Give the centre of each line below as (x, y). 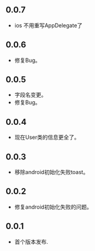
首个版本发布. (31, 241)
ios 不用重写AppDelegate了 (48, 25)
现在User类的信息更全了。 (47, 137)
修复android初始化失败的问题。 (53, 207)
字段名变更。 (30, 95)
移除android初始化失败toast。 (51, 172)
